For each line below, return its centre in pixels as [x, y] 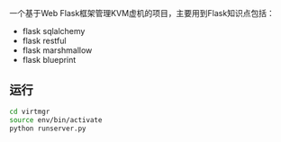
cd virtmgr [30, 111]
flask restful [44, 40]
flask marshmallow [57, 50]
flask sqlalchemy [54, 31]
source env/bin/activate [56, 120]
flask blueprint [49, 60]
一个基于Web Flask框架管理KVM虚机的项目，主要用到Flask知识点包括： [142, 13]
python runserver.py [48, 129]
